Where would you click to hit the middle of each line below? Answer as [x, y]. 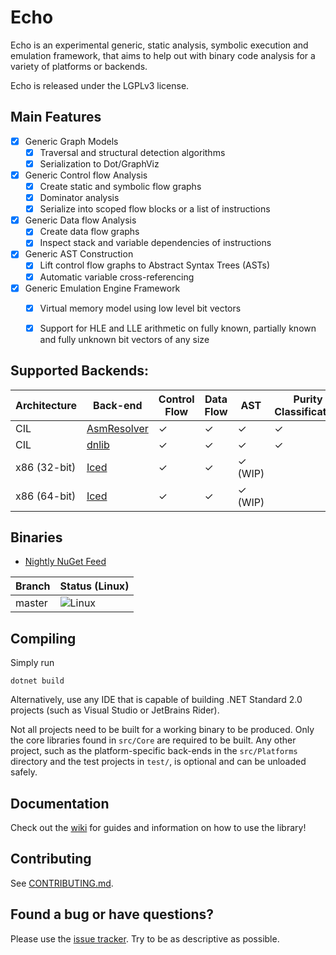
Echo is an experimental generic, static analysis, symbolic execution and [159, 45]
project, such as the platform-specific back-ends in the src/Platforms [154, 751]
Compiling [43, 638]
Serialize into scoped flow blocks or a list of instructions [155, 209]
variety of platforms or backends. [79, 66]
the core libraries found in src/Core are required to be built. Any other [153, 740]
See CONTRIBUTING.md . [62, 883]
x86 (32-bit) [46, 467]
